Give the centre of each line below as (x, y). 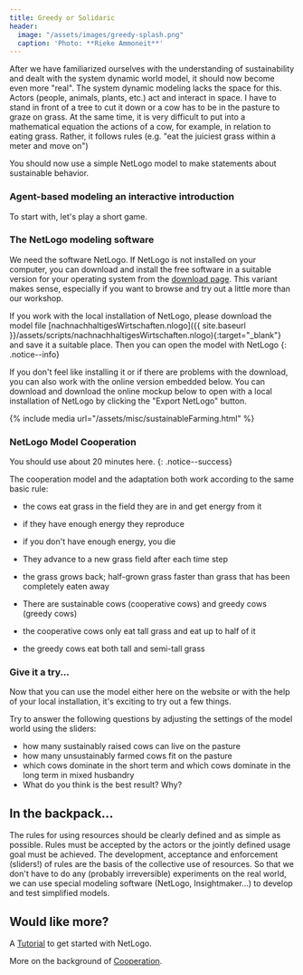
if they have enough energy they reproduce (104, 524)
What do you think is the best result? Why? (102, 785)
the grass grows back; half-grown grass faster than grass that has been (156, 577)
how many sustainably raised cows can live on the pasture (132, 746)
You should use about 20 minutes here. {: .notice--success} (121, 462)
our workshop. (37, 298)
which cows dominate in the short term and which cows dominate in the (156, 765)
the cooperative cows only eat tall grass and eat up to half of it (139, 631)
